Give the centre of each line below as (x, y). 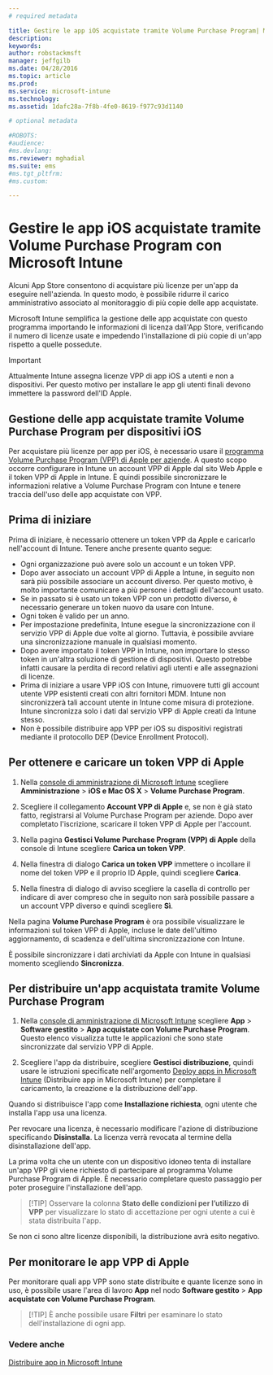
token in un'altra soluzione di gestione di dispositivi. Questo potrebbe (136, 659)
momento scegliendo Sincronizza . (66, 963)
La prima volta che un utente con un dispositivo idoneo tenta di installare (130, 1162)
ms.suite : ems (32, 166)
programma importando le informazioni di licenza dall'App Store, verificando (136, 327)
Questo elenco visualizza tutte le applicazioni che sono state (121, 1038)
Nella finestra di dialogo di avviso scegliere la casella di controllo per (135, 888)
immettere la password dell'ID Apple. (70, 393)
